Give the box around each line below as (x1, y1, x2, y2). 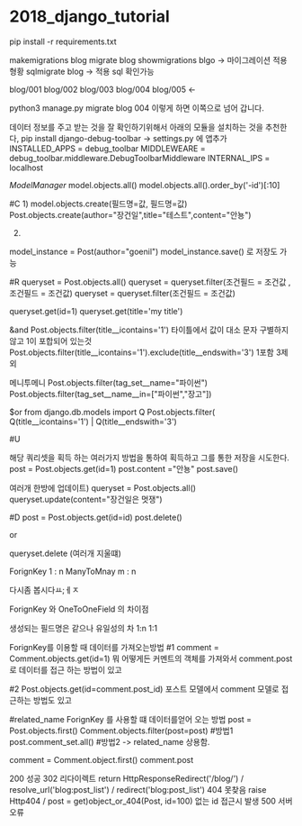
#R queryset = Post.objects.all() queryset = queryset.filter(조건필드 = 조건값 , (9, 277, 291, 287)
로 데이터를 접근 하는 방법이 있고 (9, 664, 123, 675)
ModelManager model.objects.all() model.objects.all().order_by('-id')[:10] (9, 179, 280, 190)
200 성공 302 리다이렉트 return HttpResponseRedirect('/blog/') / (9, 773, 244, 784)
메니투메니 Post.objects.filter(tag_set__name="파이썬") (9, 377, 209, 388)
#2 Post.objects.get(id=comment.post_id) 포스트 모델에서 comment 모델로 (9, 683, 280, 694)
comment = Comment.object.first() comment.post (9, 754, 194, 765)
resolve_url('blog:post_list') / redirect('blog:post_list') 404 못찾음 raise (9, 784, 267, 794)
